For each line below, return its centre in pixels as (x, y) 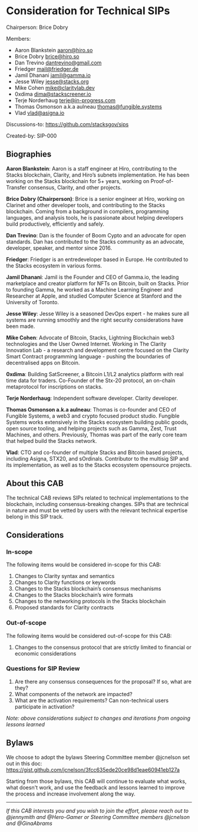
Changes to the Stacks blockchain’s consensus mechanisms (88, 589)
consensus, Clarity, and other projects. (75, 187)
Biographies (29, 154)
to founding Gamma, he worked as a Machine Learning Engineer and (90, 289)
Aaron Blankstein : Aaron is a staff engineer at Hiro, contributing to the (91, 168)
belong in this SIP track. (35, 516)
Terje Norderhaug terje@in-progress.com (65, 100)
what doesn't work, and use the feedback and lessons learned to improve (95, 787)
